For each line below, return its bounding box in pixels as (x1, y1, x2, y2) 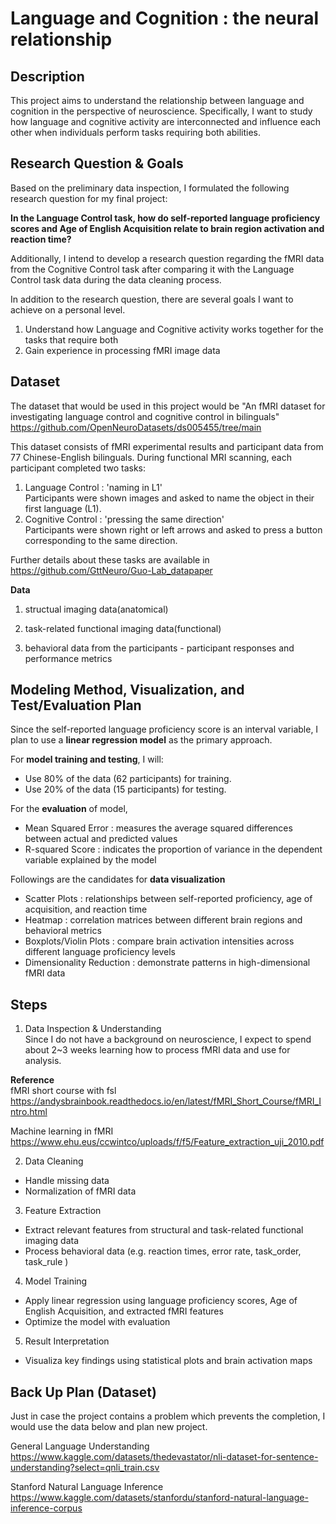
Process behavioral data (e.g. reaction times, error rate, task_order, (24, 1245, 302, 1257)
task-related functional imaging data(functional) (24, 622, 222, 634)
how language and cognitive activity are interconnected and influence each (10, 116, 322, 127)
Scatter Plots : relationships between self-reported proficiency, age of (24, 893, 313, 905)
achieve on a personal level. (10, 303, 126, 316)
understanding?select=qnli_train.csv (10, 1462, 160, 1474)
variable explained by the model (24, 854, 157, 866)
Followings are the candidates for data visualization (10, 873, 226, 886)
